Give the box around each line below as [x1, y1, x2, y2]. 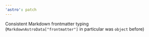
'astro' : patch [5, 7, 37, 12]
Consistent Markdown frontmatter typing [5, 21, 89, 27]
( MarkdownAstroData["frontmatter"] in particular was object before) [5, 26, 145, 32]
